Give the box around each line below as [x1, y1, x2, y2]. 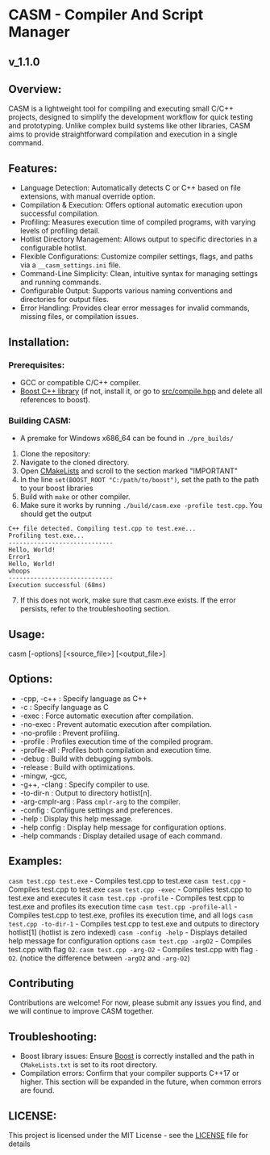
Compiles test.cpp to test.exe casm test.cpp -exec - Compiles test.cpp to [8, 884, 252, 894]
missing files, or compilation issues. [19, 312, 139, 321]
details [8, 1139, 31, 1149]
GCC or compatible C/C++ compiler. [19, 377, 141, 387]
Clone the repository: [19, 449, 91, 459]
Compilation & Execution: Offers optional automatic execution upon [19, 200, 243, 210]
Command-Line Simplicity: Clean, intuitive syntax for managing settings [19, 269, 258, 279]
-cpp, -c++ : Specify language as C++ [19, 693, 147, 703]
